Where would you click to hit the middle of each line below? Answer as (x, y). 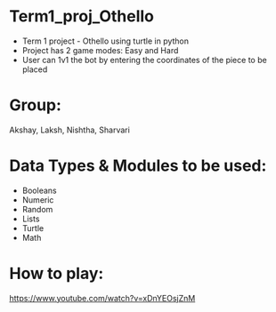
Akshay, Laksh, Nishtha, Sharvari (70, 130)
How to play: (57, 274)
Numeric (38, 200)
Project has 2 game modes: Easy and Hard (100, 50)
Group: (36, 105)
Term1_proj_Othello (81, 16)
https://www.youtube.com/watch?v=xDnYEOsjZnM (102, 298)
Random (37, 209)
